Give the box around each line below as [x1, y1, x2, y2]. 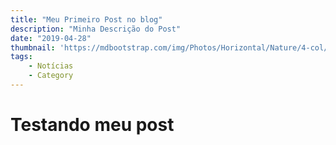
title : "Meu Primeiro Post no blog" [10, 14, 163, 25]
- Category [28, 71, 74, 81]
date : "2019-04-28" [10, 33, 92, 43]
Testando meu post [10, 114, 175, 136]
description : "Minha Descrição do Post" [10, 24, 182, 34]
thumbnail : [10, 42, 56, 53]
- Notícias [28, 61, 74, 71]
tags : [10, 52, 33, 62]
